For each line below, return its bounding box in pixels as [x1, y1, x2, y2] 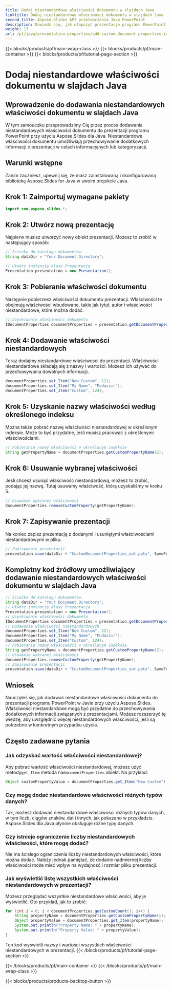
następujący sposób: [5, 239, 50, 246]
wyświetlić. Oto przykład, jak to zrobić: [5, 899, 87, 905]
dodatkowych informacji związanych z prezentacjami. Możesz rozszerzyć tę [5, 711, 166, 717]
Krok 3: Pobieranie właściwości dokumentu [5, 283, 147, 291]
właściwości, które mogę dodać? [5, 839, 89, 847]
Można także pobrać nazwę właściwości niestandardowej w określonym [5, 424, 158, 430]
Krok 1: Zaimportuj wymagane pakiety [5, 193, 130, 201]
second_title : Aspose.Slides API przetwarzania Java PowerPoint [5, 17, 145, 22]
